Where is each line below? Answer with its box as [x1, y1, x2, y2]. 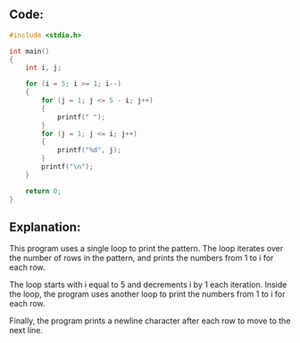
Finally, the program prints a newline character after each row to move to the [9, 315, 291, 326]
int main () [9, 46, 50, 56]
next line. [9, 325, 43, 336]
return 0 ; [25, 186, 62, 195]
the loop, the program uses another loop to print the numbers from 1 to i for [9, 289, 286, 299]
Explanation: [9, 219, 81, 234]
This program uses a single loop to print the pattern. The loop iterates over [9, 243, 284, 254]
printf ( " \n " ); [41, 162, 94, 172]
